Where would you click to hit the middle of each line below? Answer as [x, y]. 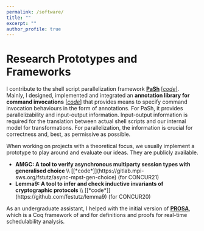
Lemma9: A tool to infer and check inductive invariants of [89, 184]
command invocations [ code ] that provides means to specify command [97, 102]
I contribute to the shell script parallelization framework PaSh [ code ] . [93, 89]
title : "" [19, 18]
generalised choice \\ [42, 171]
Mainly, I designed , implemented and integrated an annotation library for [98, 96]
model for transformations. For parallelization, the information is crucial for [100, 128]
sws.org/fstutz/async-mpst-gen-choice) [66, 177]
